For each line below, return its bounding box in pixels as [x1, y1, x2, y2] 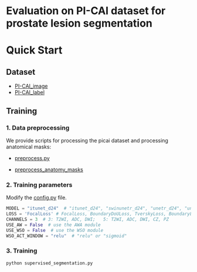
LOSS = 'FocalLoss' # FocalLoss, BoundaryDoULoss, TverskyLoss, [6, 211, 167, 217]
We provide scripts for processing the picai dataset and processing [6, 137, 168, 144]
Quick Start [6, 44, 63, 57]
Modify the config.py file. [6, 194, 67, 201]
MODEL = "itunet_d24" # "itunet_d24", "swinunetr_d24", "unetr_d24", [6, 205, 182, 211]
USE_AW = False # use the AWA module [6, 222, 101, 228]
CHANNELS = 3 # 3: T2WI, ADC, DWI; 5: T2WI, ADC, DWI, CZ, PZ [6, 216, 169, 222]
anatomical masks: [6, 143, 52, 150]
